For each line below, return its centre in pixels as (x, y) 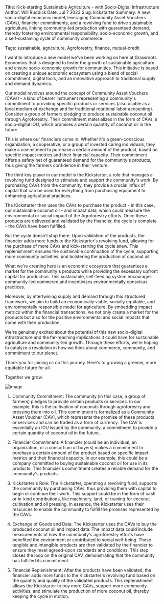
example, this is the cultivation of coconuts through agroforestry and (81, 407)
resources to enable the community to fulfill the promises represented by (86, 509)
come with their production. (33, 322)
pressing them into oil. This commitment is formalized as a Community (83, 412)
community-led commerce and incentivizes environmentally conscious (76, 282)
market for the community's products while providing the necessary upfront (82, 271)
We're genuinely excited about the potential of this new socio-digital (74, 332)
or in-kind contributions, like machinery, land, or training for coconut (81, 499)
